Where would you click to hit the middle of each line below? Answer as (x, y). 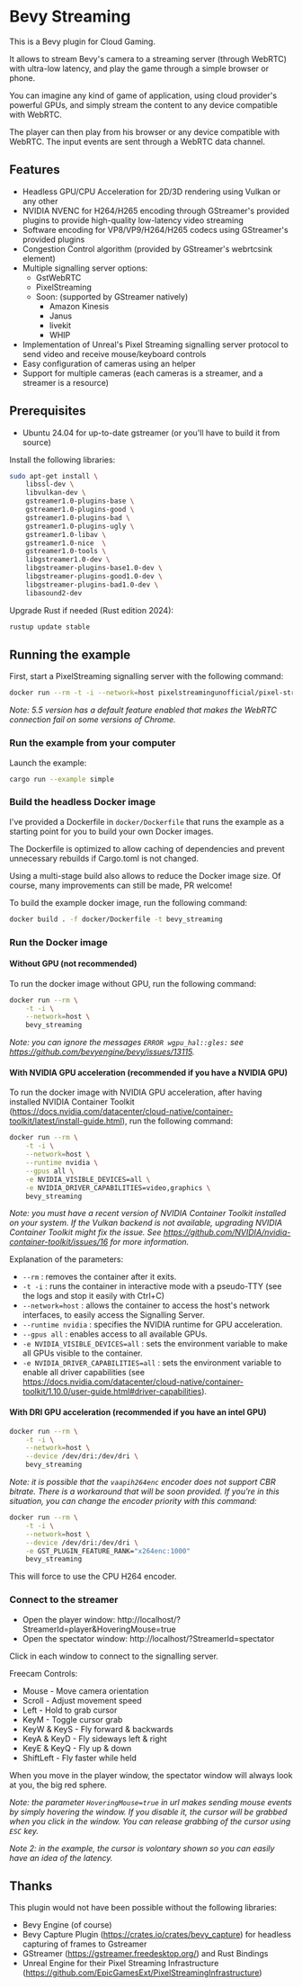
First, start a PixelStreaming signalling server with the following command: (147, 676)
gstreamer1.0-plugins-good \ (80, 510)
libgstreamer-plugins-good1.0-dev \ (94, 577)
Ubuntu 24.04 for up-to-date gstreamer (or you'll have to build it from (151, 433)
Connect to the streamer (64, 1600)
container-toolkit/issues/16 (59, 1242)
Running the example (70, 654)
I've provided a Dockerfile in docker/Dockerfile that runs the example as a (147, 821)
